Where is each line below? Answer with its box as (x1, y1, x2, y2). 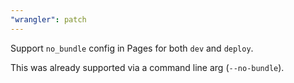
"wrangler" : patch (10, 14, 87, 25)
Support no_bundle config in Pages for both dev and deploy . (10, 42, 254, 54)
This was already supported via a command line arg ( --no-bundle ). (10, 61, 285, 73)
